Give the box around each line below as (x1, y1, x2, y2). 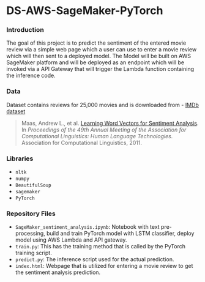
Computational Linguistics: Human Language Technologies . (21, 132, 173, 139)
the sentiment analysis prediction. (15, 269, 101, 276)
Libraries (6, 154, 34, 163)
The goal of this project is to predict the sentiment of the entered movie (6, 39, 187, 46)
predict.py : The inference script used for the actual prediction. (15, 256, 174, 263)
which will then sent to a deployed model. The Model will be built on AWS (6, 53, 192, 60)
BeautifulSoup (15, 182, 51, 188)
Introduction (6, 26, 44, 34)
